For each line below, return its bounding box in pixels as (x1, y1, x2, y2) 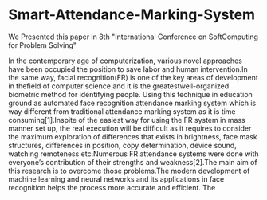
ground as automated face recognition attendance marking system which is (8, 98, 257, 108)
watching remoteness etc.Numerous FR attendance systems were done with (8, 149, 259, 159)
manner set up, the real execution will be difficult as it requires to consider (8, 124, 252, 133)
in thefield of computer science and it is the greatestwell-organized (8, 81, 230, 91)
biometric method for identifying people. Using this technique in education (8, 89, 253, 99)
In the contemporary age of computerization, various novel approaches (8, 56, 243, 65)
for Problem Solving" (8, 40, 77, 49)
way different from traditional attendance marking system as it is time (8, 106, 237, 116)
